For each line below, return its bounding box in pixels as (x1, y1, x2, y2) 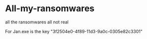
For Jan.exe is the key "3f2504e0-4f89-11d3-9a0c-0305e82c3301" (5, 28, 143, 34)
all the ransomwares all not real (5, 19, 69, 25)
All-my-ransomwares (5, 3, 95, 14)
